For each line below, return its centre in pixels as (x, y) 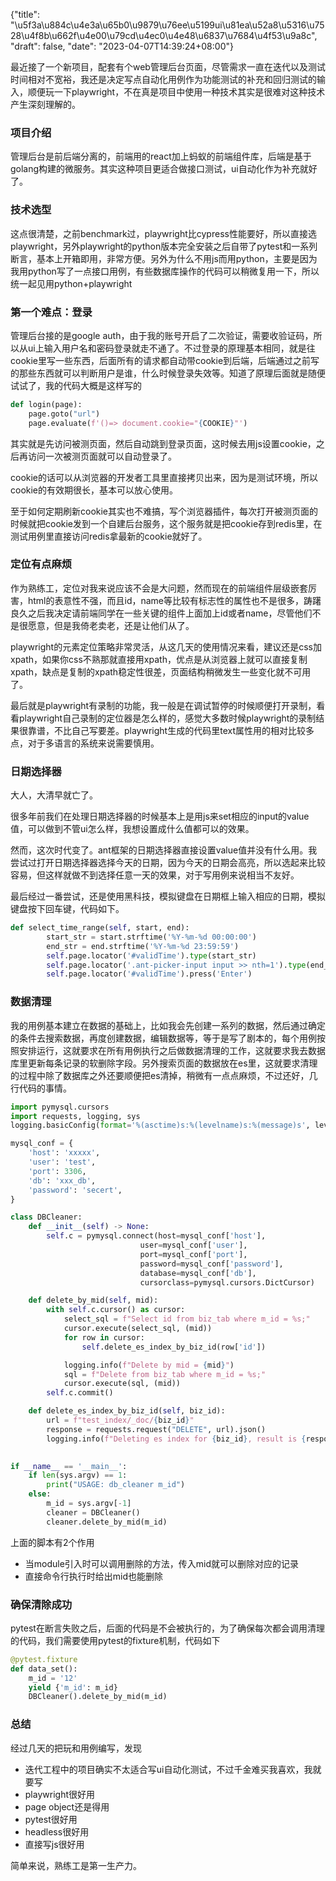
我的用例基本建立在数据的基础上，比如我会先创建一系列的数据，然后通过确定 (168, 1025)
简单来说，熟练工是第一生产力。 (76, 1865)
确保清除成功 (41, 1604)
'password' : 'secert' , (75, 1190)
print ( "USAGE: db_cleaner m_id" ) (116, 1485)
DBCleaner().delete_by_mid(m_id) (98, 1697)
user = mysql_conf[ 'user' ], (193, 1245)
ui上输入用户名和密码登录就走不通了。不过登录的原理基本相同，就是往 (171, 348)
